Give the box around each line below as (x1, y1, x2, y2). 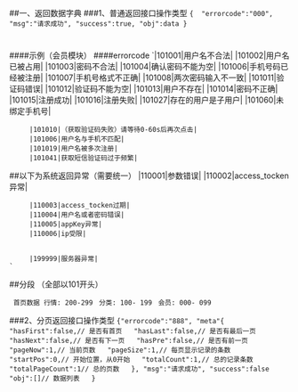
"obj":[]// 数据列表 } (9, 374, 96, 383)
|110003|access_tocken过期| (28, 201, 131, 210)
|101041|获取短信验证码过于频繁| (28, 154, 139, 163)
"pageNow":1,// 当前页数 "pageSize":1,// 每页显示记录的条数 (9, 346, 231, 355)
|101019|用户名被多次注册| (28, 144, 118, 153)
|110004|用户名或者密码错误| (28, 210, 125, 220)
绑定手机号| (9, 106, 52, 117)
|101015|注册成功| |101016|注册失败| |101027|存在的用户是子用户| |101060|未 (9, 94, 285, 105)
